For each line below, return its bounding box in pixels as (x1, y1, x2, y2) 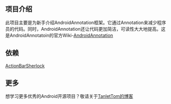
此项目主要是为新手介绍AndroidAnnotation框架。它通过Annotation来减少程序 (5, 19, 166, 26)
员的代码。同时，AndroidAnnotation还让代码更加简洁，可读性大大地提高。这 (5, 26, 166, 32)
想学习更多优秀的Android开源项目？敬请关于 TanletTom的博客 (5, 93, 134, 99)
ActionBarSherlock (5, 63, 45, 69)
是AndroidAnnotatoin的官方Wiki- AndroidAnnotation (5, 32, 113, 38)
